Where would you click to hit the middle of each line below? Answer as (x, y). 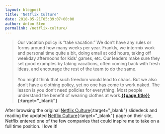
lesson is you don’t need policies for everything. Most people (80, 90)
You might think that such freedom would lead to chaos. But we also (87, 80)
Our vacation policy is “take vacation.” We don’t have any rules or (84, 42)
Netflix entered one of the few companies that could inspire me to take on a (82, 121)
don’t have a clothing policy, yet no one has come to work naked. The (88, 85)
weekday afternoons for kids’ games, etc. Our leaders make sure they (88, 58)
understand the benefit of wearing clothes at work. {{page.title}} (83, 96)
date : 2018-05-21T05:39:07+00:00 (40, 19)
